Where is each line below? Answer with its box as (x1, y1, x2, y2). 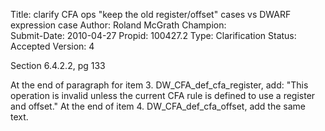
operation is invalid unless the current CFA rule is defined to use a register (10, 90, 316, 101)
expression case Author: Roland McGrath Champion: (10, 19, 227, 31)
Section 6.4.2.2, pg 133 (10, 60, 106, 71)
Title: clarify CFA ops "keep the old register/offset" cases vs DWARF (10, 9, 292, 20)
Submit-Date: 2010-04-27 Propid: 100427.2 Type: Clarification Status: (10, 30, 297, 41)
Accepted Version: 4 (10, 40, 95, 52)
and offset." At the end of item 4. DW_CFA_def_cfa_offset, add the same (10, 100, 306, 112)
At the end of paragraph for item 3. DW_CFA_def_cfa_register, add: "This (10, 79, 309, 91)
